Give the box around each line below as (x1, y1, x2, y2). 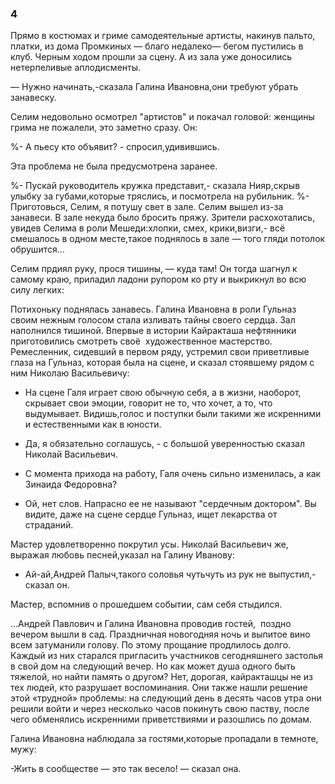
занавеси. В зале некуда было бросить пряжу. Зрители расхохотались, (10, 212, 316, 224)
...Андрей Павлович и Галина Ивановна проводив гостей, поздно (10, 618, 292, 630)
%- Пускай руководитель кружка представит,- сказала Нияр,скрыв (10, 180, 301, 192)
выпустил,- (268, 568, 317, 581)
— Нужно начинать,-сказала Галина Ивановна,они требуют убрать (10, 81, 299, 93)
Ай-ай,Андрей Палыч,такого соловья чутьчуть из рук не (24, 568, 267, 581)
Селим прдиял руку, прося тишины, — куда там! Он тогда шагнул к (10, 263, 298, 275)
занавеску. (10, 92, 57, 104)
